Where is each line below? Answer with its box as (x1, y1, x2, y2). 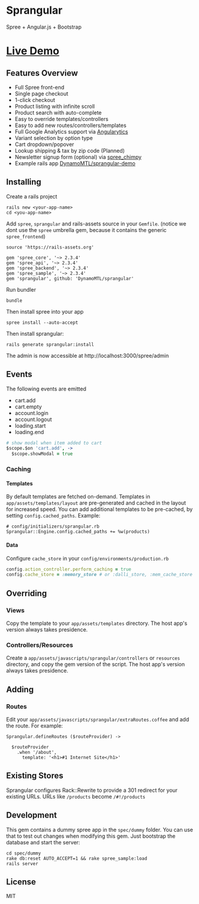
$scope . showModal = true (11, 451, 73, 457)
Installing (6, 177, 42, 187)
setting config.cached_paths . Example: (6, 512, 101, 519)
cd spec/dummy (6, 850, 42, 856)
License (6, 877, 36, 887)
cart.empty (14, 403, 42, 410)
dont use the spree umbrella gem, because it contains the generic (6, 226, 167, 233)
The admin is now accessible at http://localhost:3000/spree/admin (6, 352, 169, 359)
